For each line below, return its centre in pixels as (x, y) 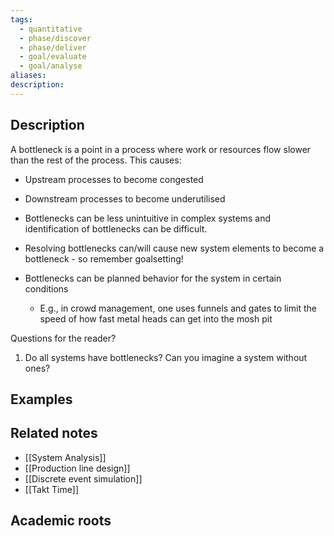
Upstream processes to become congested (114, 179)
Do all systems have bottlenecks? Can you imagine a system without (166, 357)
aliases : (28, 76)
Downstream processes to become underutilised (125, 198)
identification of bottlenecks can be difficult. (116, 228)
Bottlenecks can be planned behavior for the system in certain (153, 278)
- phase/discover (55, 38)
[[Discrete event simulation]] (83, 478)
